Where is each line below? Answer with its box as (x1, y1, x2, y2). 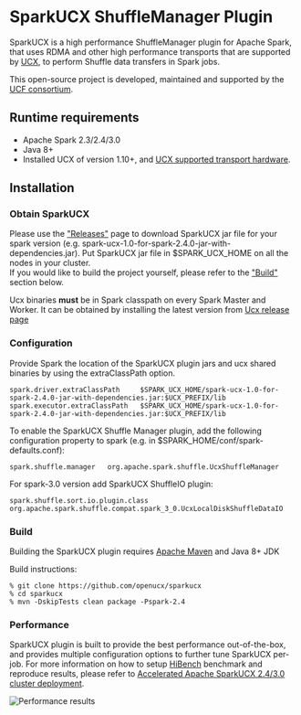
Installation (9, 180, 75, 196)
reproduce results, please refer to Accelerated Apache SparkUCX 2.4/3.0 (9, 668, 285, 679)
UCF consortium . (9, 83, 74, 94)
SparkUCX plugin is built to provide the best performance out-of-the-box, (9, 639, 286, 650)
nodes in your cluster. (9, 258, 91, 269)
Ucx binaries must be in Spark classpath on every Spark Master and (9, 294, 266, 305)
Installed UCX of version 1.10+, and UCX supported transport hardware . (22, 154, 291, 165)
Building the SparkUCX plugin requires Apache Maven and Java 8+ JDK (9, 546, 280, 557)
